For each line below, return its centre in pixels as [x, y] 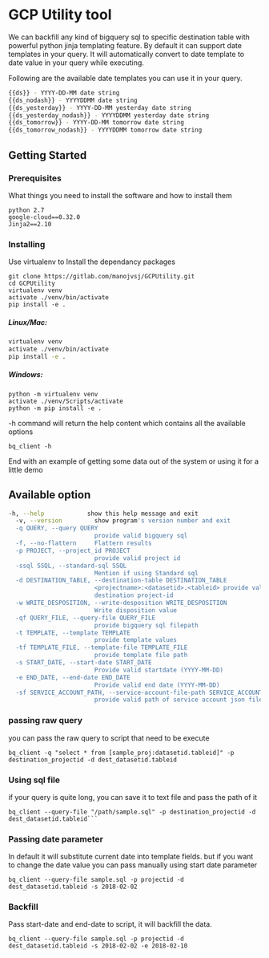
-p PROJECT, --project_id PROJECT [73, 550]
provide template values [136, 640]
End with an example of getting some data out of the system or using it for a [133, 461]
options [21, 432]
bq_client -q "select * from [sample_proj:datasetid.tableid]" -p [121, 753]
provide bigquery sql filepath [146, 625]
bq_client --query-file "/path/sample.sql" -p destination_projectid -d [132, 812]
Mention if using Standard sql [146, 573]
